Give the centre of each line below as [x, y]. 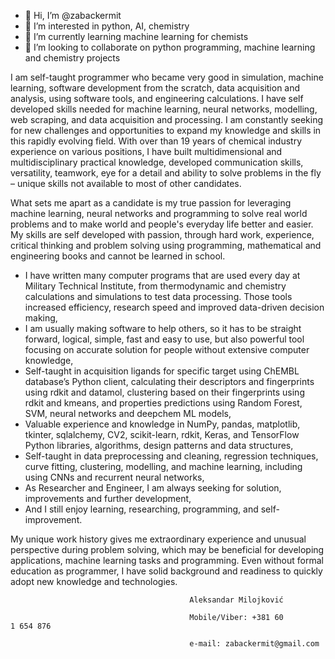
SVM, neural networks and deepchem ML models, [128, 413]
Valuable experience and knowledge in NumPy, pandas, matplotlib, [162, 424]
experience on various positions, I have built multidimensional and [146, 151]
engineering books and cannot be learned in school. [118, 256]
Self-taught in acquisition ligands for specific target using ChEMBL [162, 371]
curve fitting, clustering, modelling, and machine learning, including [163, 466]
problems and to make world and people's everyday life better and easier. [162, 224]
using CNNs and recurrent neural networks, [114, 477]
